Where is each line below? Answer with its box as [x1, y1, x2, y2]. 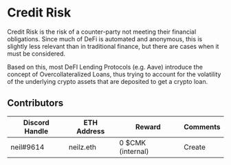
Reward [135, 122, 162, 131]
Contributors [7, 98, 64, 109]
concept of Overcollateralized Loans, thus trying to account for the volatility [7, 70, 221, 78]
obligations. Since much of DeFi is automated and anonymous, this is [7, 34, 203, 43]
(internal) [119, 146, 149, 156]
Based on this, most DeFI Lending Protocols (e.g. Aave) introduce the [7, 63, 203, 71]
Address [76, 126, 105, 135]
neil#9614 [10, 142, 45, 152]
